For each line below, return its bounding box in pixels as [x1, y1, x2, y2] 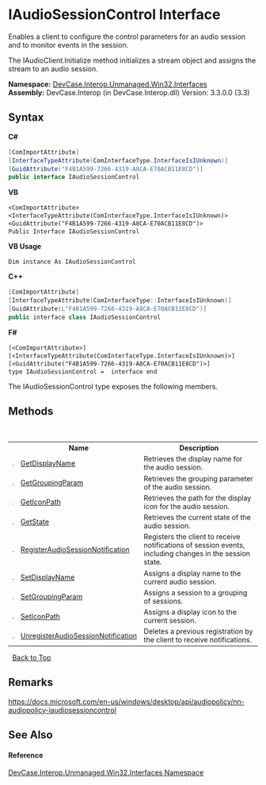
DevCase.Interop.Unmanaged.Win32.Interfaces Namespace [8, 768, 204, 778]
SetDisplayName [20, 572, 75, 582]
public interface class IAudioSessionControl [8, 313, 161, 321]
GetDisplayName [20, 458, 76, 468]
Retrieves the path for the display [143, 493, 252, 503]
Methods [8, 404, 54, 418]
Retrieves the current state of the [143, 513, 251, 523]
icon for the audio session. [143, 501, 230, 511]
